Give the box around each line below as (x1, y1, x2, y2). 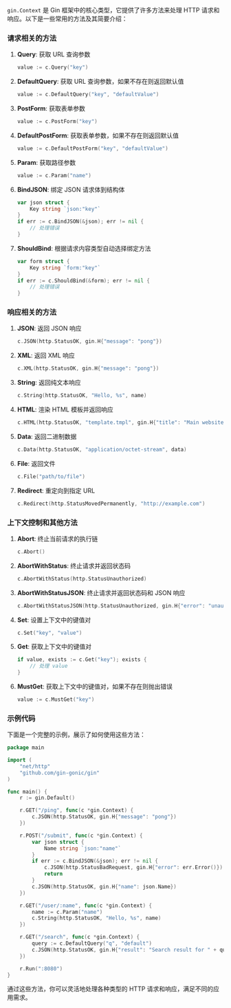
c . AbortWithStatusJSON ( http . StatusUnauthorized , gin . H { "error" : (16, 602, 206, 609)
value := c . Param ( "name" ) (16, 172, 91, 179)
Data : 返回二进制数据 (16, 432, 77, 440)
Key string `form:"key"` (30, 264, 101, 271)
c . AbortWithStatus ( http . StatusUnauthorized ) (16, 575, 147, 582)
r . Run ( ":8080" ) (19, 965, 63, 972)
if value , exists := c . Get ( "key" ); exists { (16, 656, 147, 663)
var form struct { (16, 258, 70, 265)
